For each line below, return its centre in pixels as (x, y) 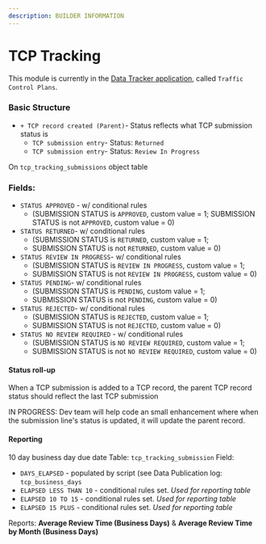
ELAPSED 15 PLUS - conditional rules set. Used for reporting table (126, 507)
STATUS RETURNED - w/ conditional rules (82, 231)
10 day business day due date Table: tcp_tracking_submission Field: (121, 457)
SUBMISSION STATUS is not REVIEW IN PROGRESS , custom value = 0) (145, 274)
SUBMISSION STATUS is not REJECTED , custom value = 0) (127, 326)
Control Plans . (33, 86)
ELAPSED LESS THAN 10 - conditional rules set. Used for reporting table (135, 490)
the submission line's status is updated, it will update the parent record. (127, 420)
